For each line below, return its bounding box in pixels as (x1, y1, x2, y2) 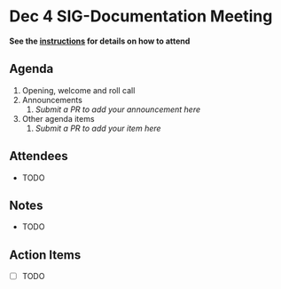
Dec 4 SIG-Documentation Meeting (9, 6, 273, 27)
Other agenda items (21, 113, 95, 124)
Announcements (21, 94, 82, 105)
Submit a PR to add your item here (35, 123, 161, 133)
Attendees (9, 149, 68, 164)
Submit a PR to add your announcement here (35, 104, 201, 115)
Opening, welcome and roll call (21, 84, 136, 95)
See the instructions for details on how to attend (9, 36, 191, 46)
